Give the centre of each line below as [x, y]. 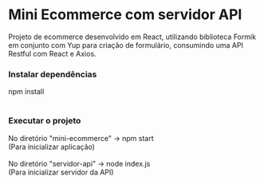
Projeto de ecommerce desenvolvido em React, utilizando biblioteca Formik [132, 37]
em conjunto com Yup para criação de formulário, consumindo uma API [126, 45]
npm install [26, 92]
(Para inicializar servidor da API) [61, 172]
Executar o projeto [45, 121]
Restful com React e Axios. [53, 53]
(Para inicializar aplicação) [52, 147]
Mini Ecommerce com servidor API [125, 15]
